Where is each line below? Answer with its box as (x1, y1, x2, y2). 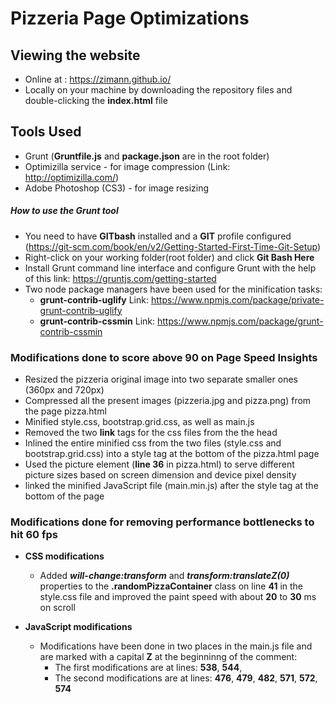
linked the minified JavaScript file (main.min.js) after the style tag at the (24, 480, 319, 492)
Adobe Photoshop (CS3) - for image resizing (24, 182, 210, 194)
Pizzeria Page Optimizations (10, 7, 250, 30)
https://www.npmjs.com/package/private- (150, 293, 325, 306)
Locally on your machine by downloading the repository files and (24, 84, 293, 96)
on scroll (39, 602, 76, 614)
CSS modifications (24, 550, 105, 562)
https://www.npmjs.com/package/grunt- (157, 315, 324, 327)
